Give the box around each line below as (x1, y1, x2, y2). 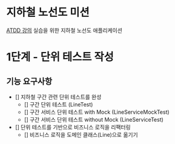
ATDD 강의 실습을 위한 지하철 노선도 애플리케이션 (6, 27, 123, 34)
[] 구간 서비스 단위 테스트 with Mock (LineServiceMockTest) (24, 108, 170, 116)
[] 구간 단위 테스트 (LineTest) (24, 100, 93, 108)
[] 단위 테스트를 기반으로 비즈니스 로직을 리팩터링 (15, 123, 131, 131)
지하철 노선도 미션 (6, 5, 90, 19)
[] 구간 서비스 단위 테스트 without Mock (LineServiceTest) (24, 116, 163, 123)
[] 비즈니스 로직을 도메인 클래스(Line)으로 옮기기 (24, 131, 138, 138)
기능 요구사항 (6, 76, 53, 87)
